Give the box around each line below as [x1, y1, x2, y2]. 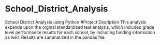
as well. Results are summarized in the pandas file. [5, 34, 106, 40]
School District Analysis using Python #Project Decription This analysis [5, 19, 146, 25]
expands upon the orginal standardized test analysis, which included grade [5, 24, 155, 30]
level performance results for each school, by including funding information [5, 29, 156, 35]
